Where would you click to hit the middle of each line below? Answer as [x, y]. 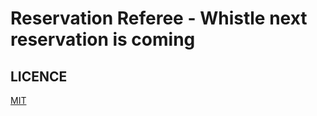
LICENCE [39, 76]
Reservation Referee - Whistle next [159, 18]
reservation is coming [103, 39]
